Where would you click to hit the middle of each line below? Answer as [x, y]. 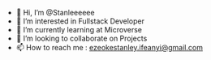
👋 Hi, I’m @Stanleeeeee [55, 13]
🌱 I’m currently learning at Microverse [79, 30]
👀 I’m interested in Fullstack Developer [80, 21]
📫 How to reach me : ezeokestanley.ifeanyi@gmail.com [109, 47]
